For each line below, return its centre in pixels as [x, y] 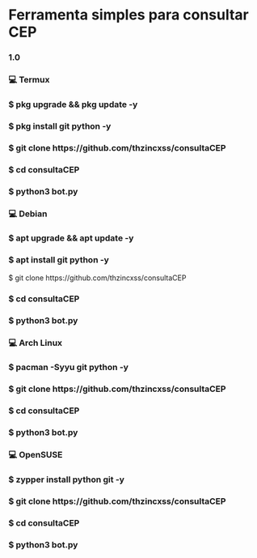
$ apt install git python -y [59, 260]
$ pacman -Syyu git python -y [69, 368]
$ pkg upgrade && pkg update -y [73, 104]
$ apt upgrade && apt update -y [71, 238]
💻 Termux [29, 80]
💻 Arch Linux [36, 343]
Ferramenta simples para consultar [128, 15]
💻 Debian [28, 214]
